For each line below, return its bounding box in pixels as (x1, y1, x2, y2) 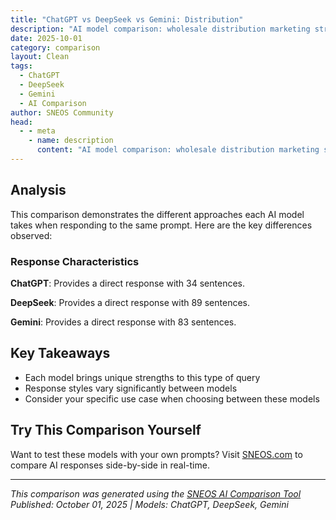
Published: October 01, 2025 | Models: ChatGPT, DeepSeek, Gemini (10, 498, 289, 510)
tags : (10, 61, 33, 71)
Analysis (10, 182, 67, 199)
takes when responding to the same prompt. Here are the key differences (10, 219, 313, 231)
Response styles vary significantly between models (24, 382, 238, 394)
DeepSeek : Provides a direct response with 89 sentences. (10, 296, 250, 308)
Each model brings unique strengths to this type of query (24, 371, 261, 383)
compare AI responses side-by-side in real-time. (10, 459, 210, 471)
